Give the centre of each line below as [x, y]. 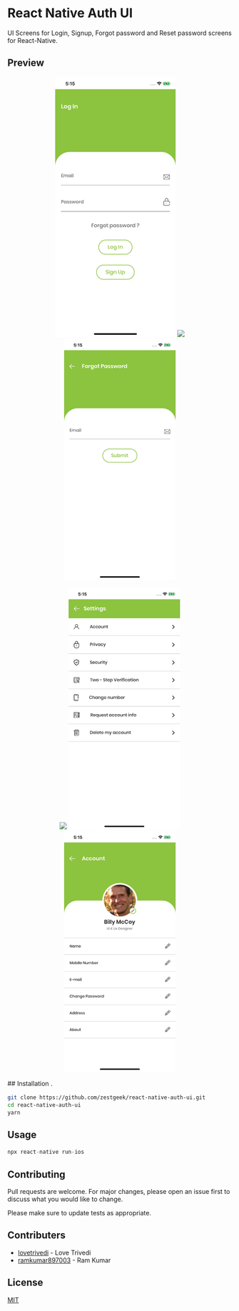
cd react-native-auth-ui [44, 1105]
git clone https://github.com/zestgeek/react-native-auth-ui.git [106, 1097]
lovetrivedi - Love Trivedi [54, 1252]
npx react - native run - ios [46, 1152]
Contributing [36, 1174]
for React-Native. [33, 40]
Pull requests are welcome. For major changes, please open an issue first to [119, 1192]
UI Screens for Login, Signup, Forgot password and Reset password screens [119, 33]
